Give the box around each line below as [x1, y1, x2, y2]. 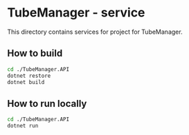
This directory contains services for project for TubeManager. [7, 28, 183, 36]
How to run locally [7, 98, 87, 110]
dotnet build [7, 79, 45, 85]
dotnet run [7, 123, 39, 129]
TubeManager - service [7, 5, 145, 21]
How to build [7, 48, 63, 59]
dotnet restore [7, 72, 51, 79]
